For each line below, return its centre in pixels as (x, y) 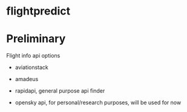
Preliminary (36, 39)
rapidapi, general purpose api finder (60, 91)
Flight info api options (33, 56)
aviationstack (31, 67)
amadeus (27, 79)
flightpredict (38, 11)
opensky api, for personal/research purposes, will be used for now (98, 103)
